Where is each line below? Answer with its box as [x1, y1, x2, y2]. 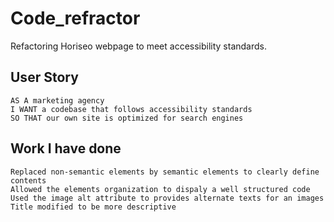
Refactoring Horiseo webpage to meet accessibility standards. [10, 40, 268, 52]
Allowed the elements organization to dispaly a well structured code [10, 184, 311, 194]
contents [10, 175, 47, 186]
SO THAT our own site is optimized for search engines [10, 113, 244, 123]
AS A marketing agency [10, 95, 105, 106]
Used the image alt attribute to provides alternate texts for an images [10, 193, 325, 203]
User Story [10, 69, 79, 86]
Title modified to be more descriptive [10, 202, 177, 212]
